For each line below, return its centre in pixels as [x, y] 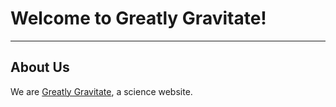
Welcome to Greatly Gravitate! [138, 18]
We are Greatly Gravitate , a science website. [101, 91]
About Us [40, 67]
